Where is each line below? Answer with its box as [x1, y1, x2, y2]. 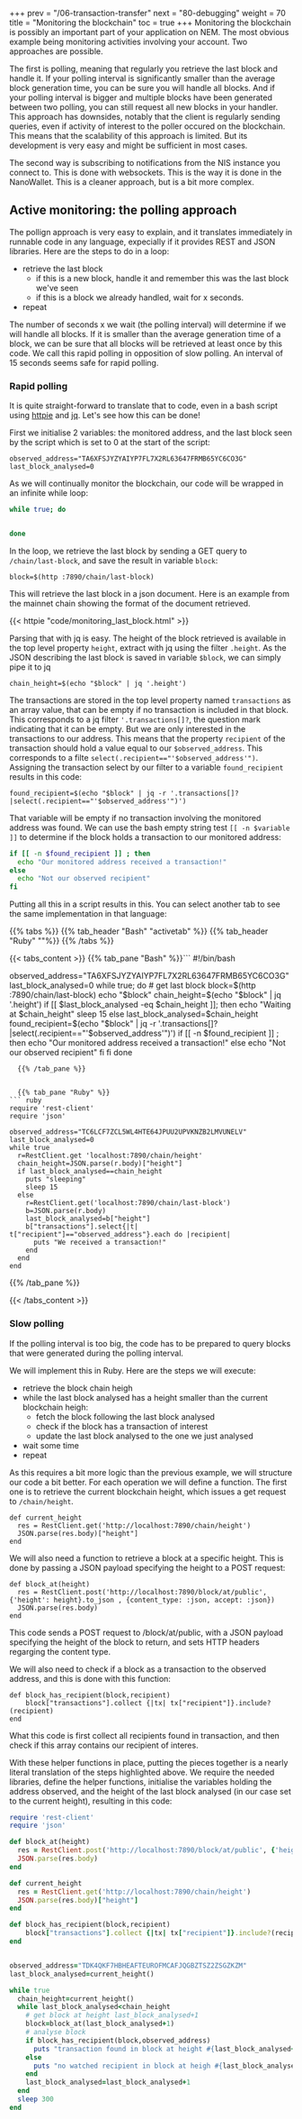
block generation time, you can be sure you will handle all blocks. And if [9, 83, 276, 93]
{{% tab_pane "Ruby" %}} [17, 1088, 111, 1098]
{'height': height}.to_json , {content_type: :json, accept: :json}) [9, 1595, 276, 1604]
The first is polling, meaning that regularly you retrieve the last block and [9, 63, 279, 74]
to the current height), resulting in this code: [9, 1795, 173, 1806]
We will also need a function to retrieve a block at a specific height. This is [9, 1552, 284, 1563]
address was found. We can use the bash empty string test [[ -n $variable [9, 822, 290, 833]
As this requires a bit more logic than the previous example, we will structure [9, 1466, 293, 1477]
